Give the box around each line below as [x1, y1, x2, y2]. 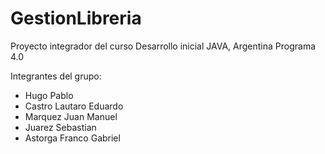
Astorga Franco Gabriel [24, 132, 121, 144]
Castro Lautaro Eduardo [24, 100, 124, 112]
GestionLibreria [10, 7, 142, 30]
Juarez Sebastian [24, 121, 97, 133]
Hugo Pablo [24, 89, 74, 101]
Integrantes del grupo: [10, 70, 102, 82]
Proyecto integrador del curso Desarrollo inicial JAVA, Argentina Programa [10, 40, 317, 52]
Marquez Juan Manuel [24, 110, 118, 122]
